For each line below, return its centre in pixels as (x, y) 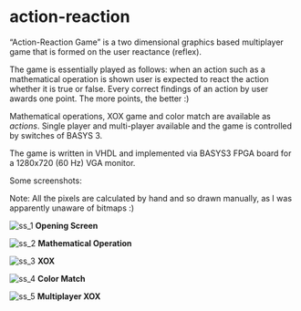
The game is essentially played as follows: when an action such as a (138, 69)
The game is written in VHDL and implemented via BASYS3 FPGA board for (150, 153)
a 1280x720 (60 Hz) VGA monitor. (73, 162)
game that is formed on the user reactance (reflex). (106, 51)
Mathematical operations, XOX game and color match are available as (140, 116)
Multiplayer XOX (69, 296)
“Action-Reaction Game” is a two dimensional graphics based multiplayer (147, 42)
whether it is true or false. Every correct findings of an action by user (139, 88)
